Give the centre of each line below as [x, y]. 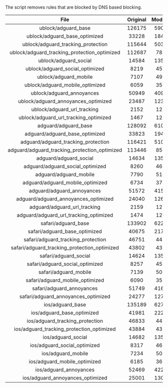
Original [137, 20]
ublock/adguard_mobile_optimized [65, 85]
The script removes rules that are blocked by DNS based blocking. [74, 7]
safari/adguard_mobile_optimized [65, 280]
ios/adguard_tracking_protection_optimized [65, 329]
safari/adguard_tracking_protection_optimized [65, 248]
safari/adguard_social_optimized [65, 264]
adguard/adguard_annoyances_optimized [65, 199]
